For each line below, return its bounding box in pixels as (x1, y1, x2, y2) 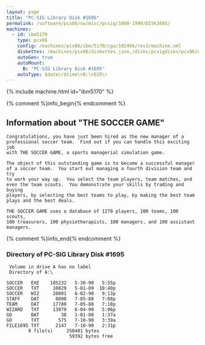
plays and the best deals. (6, 197, 75, 204)
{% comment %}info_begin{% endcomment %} (6, 100, 126, 107)
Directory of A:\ (9, 269, 53, 276)
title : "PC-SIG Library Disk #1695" (6, 15, 99, 21)
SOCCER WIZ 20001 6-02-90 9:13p (6, 291, 116, 297)
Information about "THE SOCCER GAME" (6, 117, 165, 128)
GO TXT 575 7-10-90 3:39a (6, 318, 116, 324)
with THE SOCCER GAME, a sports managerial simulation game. (6, 150, 165, 156)
